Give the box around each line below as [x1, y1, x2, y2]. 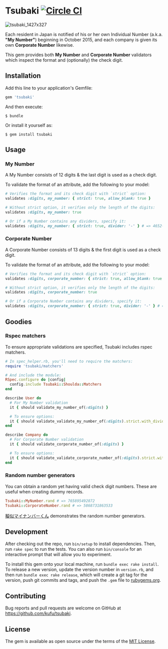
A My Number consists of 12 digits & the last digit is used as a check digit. [5, 172, 157, 178]
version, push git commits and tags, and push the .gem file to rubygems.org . [5, 577, 161, 583]
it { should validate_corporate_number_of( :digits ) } [9, 442, 124, 447]
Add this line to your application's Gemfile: [5, 85, 92, 91]
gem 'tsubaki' [5, 94, 35, 100]
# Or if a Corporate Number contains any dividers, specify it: [5, 299, 142, 304]
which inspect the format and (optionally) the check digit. [5, 57, 123, 63]
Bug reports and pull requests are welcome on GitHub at [5, 605, 121, 611]
